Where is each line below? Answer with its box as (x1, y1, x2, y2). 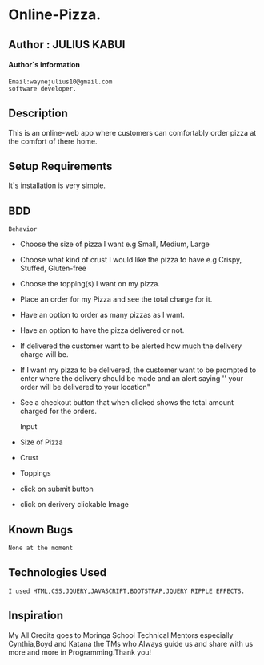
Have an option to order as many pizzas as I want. (19, 310, 186, 320)
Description (8, 107, 68, 120)
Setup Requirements (8, 159, 113, 173)
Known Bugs (8, 523, 74, 537)
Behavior (8, 225, 38, 233)
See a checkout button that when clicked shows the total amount (19, 398, 234, 408)
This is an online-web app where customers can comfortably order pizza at (8, 128, 257, 137)
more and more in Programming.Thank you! (8, 647, 152, 657)
